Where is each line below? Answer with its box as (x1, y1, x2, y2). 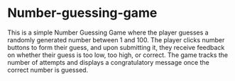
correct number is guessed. (7, 66, 89, 74)
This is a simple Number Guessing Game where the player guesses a (7, 28, 209, 37)
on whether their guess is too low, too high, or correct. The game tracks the (7, 51, 229, 59)
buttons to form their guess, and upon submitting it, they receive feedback (7, 43, 225, 51)
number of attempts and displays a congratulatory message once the (7, 58, 209, 66)
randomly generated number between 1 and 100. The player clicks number (7, 35, 225, 44)
